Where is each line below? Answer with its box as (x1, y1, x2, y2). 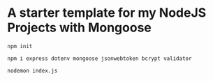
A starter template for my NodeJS (7, 5, 207, 21)
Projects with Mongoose (7, 20, 152, 36)
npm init (7, 43, 33, 50)
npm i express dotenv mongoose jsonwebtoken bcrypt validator (7, 54, 192, 62)
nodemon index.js (7, 67, 58, 74)
